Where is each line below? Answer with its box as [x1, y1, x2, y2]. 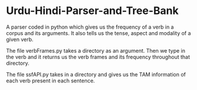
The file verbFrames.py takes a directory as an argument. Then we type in [6, 47, 186, 54]
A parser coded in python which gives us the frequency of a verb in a [6, 23, 174, 30]
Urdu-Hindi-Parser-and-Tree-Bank [6, 4, 179, 18]
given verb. [6, 36, 34, 43]
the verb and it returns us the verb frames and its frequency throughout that [6, 53, 190, 60]
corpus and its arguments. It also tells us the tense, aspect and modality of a [6, 29, 191, 36]
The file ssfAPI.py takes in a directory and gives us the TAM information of [6, 71, 186, 78]
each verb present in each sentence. [6, 77, 95, 84]
